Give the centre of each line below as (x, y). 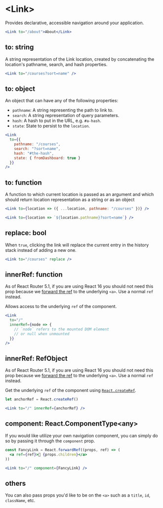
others (16, 483)
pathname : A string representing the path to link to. (63, 110)
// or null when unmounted (42, 334)
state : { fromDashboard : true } (47, 158)
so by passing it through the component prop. (50, 441)
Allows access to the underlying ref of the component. (61, 307)
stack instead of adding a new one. (41, 250)
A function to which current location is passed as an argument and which (80, 195)
